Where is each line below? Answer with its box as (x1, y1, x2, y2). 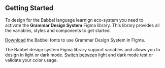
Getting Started (5, 4, 54, 12)
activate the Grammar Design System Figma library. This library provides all (5, 22, 160, 28)
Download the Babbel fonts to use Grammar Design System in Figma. (5, 37, 145, 43)
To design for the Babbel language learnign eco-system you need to (5, 17, 144, 23)
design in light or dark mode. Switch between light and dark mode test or (5, 52, 154, 58)
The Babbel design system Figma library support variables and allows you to (5, 46, 161, 52)
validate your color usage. (5, 57, 58, 63)
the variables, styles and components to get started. (5, 27, 111, 34)
